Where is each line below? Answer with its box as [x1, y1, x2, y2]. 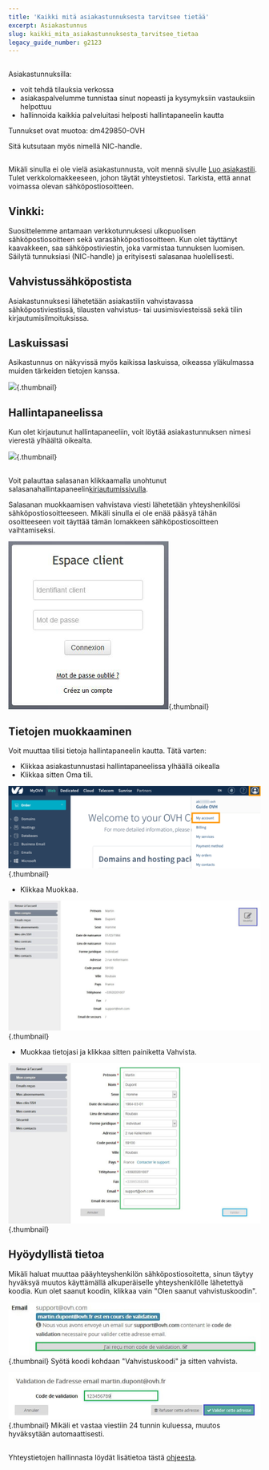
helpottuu [19, 101, 52, 111]
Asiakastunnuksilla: [8, 69, 72, 79]
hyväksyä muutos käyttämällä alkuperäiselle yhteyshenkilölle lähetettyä [8, 1278, 244, 1287]
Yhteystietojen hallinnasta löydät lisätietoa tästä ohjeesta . [8, 1452, 198, 1462]
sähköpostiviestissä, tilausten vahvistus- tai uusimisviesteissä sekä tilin [8, 305, 243, 314]
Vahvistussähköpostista [8, 275, 132, 289]
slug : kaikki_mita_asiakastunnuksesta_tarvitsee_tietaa [8, 30, 199, 38]
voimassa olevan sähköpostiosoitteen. [8, 181, 134, 192]
